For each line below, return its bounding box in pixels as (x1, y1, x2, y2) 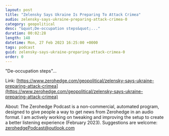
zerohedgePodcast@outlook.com (5, 125, 75, 131)
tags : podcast (5, 45, 35, 50)
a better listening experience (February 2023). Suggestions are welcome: (5, 119, 158, 126)
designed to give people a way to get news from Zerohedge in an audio (5, 109, 154, 115)
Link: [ (5, 78, 19, 84)
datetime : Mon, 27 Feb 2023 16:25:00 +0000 (5, 40, 98, 45)
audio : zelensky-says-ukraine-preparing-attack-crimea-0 (5, 17, 128, 22)
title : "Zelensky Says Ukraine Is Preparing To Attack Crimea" (5, 12, 141, 17)
